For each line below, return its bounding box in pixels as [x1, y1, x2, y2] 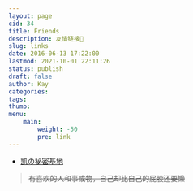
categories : [8, 87, 49, 96]
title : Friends [8, 27, 60, 35]
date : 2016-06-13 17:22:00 [8, 50, 100, 58]
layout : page [8, 11, 53, 20]
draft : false [8, 72, 53, 80]
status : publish [8, 65, 63, 73]
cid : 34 [8, 20, 35, 28]
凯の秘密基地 [19, 156, 63, 166]
